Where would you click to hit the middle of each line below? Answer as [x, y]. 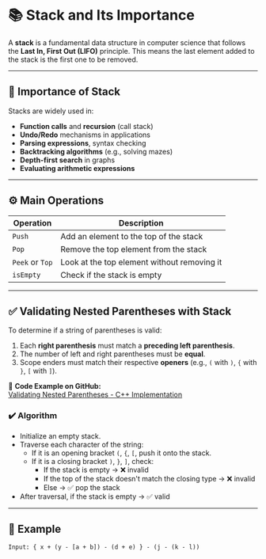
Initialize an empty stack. [60, 435]
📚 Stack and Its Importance [102, 15]
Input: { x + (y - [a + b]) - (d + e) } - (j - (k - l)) [104, 547]
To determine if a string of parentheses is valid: [85, 330]
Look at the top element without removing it [141, 262]
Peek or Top [32, 262]
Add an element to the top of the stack [132, 236]
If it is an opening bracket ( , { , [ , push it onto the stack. [122, 453]
